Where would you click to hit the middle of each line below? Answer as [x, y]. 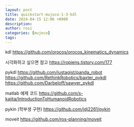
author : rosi [19, 28]
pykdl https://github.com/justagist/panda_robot [54, 72]
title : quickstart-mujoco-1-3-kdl [41, 14]
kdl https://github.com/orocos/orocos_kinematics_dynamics [67, 52]
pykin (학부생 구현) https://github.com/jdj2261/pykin [58, 109]
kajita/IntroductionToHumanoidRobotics [46, 98]
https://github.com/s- [61, 93]
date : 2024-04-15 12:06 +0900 [37, 19]
